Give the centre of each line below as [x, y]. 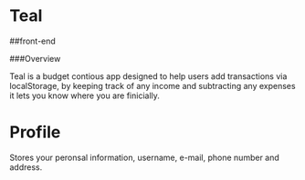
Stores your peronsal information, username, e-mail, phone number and [145, 157]
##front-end [33, 41]
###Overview [35, 58]
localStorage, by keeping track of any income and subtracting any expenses [152, 85]
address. [26, 167]
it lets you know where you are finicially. [84, 95]
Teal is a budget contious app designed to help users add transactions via [148, 76]
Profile [35, 132]
